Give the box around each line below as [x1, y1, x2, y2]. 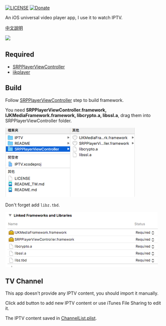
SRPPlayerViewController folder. [5, 118, 72, 124]
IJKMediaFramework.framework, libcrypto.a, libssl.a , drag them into [5, 112, 151, 118]
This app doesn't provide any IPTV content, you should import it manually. [5, 290, 158, 296]
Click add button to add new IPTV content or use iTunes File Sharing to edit [5, 300, 161, 306]
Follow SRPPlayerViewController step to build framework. [5, 97, 124, 103]
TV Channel [5, 277, 43, 286]
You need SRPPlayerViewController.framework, [5, 106, 107, 113]
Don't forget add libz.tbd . [5, 202, 60, 208]
